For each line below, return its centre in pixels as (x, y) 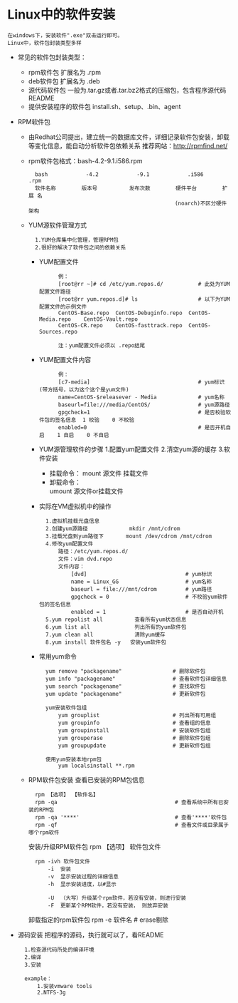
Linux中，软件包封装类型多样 (44, 43)
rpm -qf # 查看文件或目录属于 (132, 825)
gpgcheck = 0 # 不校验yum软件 (149, 597)
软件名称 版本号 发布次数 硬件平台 (116, 188)
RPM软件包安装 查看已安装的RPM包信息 (86, 780)
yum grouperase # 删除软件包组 (134, 738)
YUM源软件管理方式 (58, 225)
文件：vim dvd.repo (85, 559)
